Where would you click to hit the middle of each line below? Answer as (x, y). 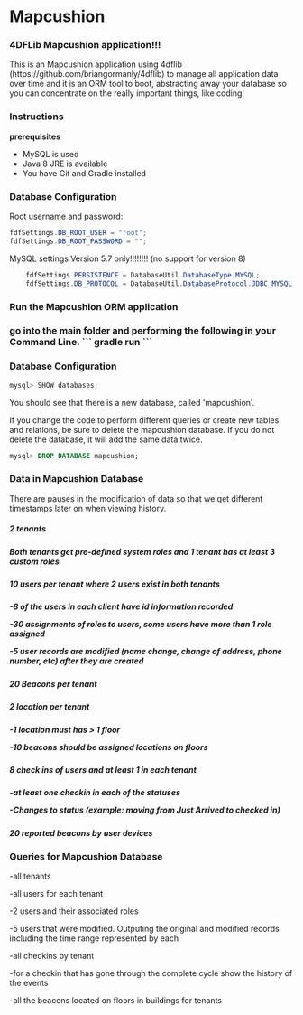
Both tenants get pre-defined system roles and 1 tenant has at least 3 (142, 551)
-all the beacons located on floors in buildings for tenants (116, 1001)
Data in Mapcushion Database (77, 479)
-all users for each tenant (56, 894)
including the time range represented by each (94, 938)
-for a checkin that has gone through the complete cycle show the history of (151, 973)
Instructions (37, 117)
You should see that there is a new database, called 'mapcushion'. (132, 402)
